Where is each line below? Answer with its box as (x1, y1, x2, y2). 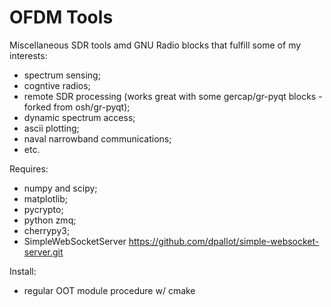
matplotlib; (23, 192, 69, 205)
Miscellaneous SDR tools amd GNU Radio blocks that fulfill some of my (9, 39, 302, 51)
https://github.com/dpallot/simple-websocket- (128, 235, 320, 247)
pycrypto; (23, 203, 64, 215)
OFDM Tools (9, 6, 114, 29)
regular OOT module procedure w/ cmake (23, 284, 196, 296)
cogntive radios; (23, 79, 91, 91)
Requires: (9, 162, 49, 175)
